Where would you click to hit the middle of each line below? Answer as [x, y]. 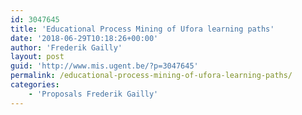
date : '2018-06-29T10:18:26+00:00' [84, 38]
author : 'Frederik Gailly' [66, 47]
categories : [35, 85]
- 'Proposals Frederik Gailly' [93, 94]
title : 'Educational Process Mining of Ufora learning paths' [142, 29]
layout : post [37, 57]
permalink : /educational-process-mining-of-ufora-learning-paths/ [151, 76]
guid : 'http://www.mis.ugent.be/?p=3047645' [104, 66]
